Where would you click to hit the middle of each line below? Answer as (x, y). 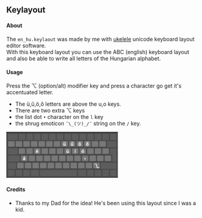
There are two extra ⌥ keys (50, 110)
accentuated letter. (30, 92)
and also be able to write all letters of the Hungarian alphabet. (84, 58)
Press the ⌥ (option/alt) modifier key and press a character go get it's (94, 86)
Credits (16, 189)
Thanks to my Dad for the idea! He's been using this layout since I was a (106, 203)
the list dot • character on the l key (59, 117)
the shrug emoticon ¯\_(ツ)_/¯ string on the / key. (78, 123)
